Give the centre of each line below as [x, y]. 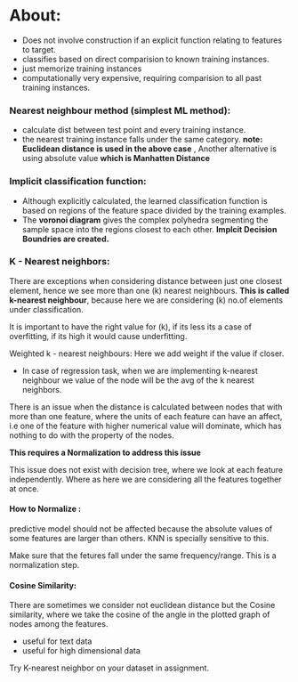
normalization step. [44, 565]
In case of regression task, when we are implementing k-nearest [140, 370]
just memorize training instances [82, 69]
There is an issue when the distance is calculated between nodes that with [146, 407]
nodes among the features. [59, 624]
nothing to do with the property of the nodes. [92, 435]
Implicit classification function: [78, 182]
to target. [39, 49]
